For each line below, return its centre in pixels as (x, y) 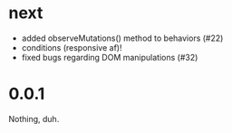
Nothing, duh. (34, 119)
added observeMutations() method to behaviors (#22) (122, 38)
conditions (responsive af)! (72, 47)
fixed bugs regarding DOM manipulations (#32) (110, 57)
